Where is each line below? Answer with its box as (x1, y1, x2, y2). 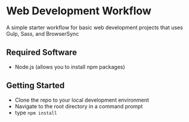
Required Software (6, 48, 78, 58)
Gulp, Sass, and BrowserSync (6, 30, 79, 37)
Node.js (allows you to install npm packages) (14, 63, 125, 70)
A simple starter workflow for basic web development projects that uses (6, 24, 183, 31)
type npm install (14, 109, 57, 116)
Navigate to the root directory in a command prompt (14, 102, 143, 110)
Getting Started (6, 80, 65, 90)
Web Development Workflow (6, 4, 152, 18)
